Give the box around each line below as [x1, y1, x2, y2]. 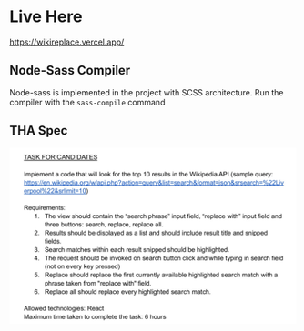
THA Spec [9, 123, 68, 138]
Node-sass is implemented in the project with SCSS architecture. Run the [9, 86, 284, 97]
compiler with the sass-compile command [9, 96, 166, 107]
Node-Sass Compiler [9, 63, 131, 78]
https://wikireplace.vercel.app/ [9, 36, 125, 47]
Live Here [9, 6, 84, 27]
